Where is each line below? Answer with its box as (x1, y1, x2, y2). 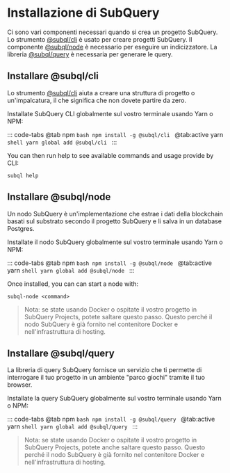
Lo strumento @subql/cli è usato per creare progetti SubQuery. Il (7, 35, 192, 43)
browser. (7, 380, 33, 389)
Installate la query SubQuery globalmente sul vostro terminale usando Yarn (7, 394, 222, 403)
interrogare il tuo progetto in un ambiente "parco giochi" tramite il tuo (7, 374, 205, 382)
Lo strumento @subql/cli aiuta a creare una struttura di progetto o (7, 88, 195, 97)
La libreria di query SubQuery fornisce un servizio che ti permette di (7, 366, 202, 374)
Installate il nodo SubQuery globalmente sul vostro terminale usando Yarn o (7, 238, 224, 246)
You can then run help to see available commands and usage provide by (7, 151, 214, 159)
